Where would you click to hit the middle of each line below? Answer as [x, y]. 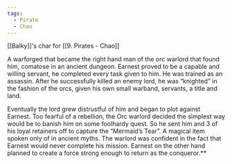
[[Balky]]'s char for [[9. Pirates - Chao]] [63, 46]
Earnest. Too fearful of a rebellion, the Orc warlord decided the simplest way [116, 116]
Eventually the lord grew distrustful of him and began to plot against [104, 109]
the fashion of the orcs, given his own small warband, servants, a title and [113, 89]
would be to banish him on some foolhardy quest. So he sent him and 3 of [113, 124]
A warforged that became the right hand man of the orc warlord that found [114, 59]
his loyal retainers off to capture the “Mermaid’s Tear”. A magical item [106, 131]
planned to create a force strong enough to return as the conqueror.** [107, 153]
